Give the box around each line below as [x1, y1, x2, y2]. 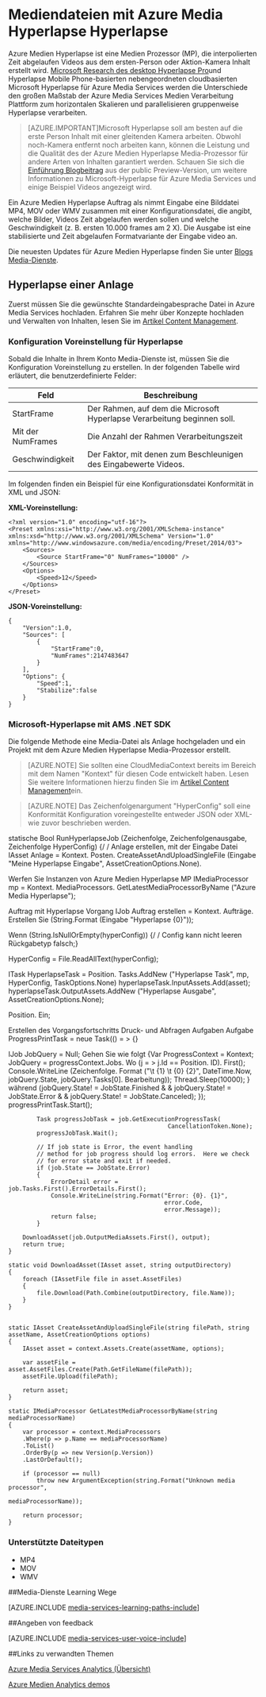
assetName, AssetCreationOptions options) [8, 1331, 150, 1339]
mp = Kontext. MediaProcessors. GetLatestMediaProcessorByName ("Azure [8, 883, 256, 893]
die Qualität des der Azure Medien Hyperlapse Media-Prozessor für [27, 148, 249, 158]
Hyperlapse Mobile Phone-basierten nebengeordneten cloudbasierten [8, 74, 237, 83]
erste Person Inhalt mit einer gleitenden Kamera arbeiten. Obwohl [27, 131, 241, 141]
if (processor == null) [22, 1470, 101, 1478]
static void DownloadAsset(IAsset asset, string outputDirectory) [8, 1261, 232, 1270]
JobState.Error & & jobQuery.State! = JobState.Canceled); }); [8, 1092, 206, 1101]
